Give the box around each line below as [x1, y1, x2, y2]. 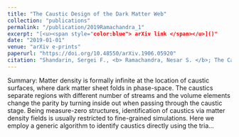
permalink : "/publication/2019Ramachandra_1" [7, 23, 144, 31]
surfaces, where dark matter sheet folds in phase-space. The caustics [7, 83, 213, 92]
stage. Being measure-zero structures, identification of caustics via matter [7, 106, 225, 114]
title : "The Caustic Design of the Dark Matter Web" [7, 10, 167, 18]
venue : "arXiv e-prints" [7, 43, 81, 50]
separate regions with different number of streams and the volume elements [7, 91, 231, 99]
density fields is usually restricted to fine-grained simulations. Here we [7, 114, 215, 122]
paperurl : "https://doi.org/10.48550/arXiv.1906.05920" [7, 50, 176, 57]
